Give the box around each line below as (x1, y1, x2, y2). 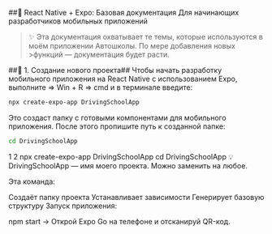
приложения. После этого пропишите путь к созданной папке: (8, 121, 226, 131)
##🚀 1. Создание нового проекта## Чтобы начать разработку (8, 66, 222, 74)
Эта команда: (8, 177, 55, 186)
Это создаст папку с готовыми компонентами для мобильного (8, 113, 227, 122)
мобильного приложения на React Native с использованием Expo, (8, 74, 238, 83)
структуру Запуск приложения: (8, 201, 118, 211)
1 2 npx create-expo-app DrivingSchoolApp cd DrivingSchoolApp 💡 (8, 151, 234, 161)
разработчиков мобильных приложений (8, 16, 149, 26)
